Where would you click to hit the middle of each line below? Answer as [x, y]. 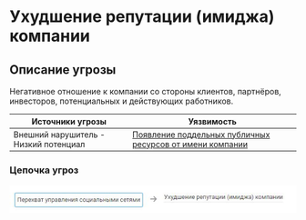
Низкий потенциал [49, 144]
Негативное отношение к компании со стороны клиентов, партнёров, [146, 91]
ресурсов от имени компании [190, 144]
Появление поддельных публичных [201, 135]
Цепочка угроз [44, 170]
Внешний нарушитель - [59, 135]
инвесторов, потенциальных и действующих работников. [122, 101]
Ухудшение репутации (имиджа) [142, 17]
